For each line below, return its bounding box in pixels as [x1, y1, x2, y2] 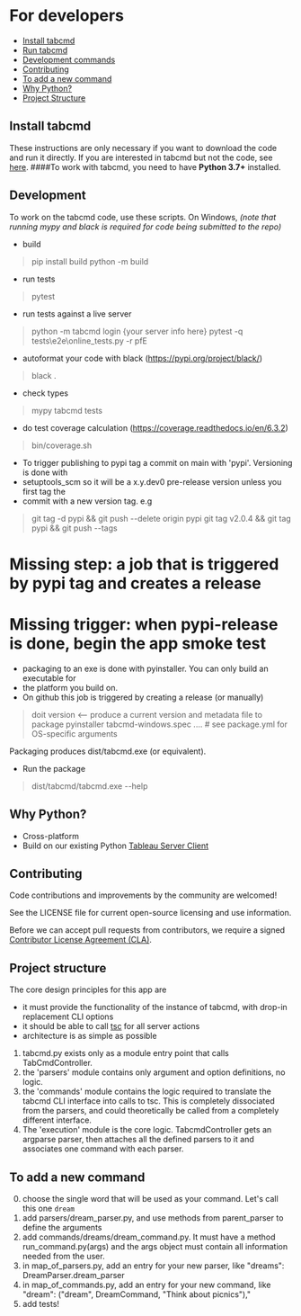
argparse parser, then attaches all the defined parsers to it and [22, 1134, 254, 1145]
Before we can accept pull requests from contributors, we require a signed [9, 925, 286, 936]
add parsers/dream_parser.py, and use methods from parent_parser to [22, 1212, 284, 1223]
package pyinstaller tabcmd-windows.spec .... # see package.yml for [31, 719, 288, 730]
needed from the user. [22, 1250, 105, 1261]
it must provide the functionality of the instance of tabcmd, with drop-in [22, 1002, 288, 1013]
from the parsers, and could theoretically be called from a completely [22, 1106, 279, 1116]
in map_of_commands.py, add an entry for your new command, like [22, 1279, 271, 1290]
